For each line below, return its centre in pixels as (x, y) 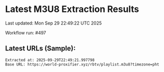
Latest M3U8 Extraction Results (72, 9)
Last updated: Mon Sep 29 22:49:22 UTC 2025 (54, 23)
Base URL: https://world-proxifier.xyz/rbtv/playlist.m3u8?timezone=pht (82, 64)
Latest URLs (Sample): (40, 48)
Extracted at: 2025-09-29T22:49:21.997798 (50, 60)
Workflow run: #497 (26, 32)
